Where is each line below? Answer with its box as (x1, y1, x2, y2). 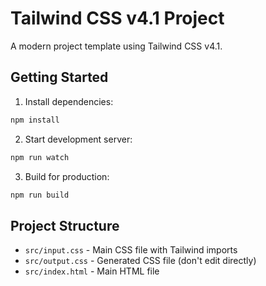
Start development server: (24, 133, 133, 145)
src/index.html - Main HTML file (24, 265, 160, 277)
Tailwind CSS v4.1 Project (10, 7, 225, 30)
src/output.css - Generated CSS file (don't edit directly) (24, 255, 257, 267)
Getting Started (10, 69, 109, 86)
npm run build (10, 190, 70, 200)
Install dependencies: (24, 95, 114, 107)
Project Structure (10, 217, 120, 234)
